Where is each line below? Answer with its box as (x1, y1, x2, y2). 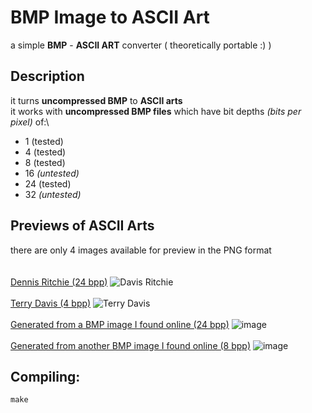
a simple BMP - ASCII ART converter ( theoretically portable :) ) (10, 39, 272, 51)
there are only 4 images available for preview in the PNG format (10, 244, 272, 256)
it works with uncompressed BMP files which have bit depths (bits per (10, 105, 302, 117)
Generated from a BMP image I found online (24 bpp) (10, 318, 230, 330)
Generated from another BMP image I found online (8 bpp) (10, 339, 252, 351)
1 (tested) (24, 135, 64, 147)
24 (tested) (24, 177, 72, 190)
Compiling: (10, 368, 81, 385)
